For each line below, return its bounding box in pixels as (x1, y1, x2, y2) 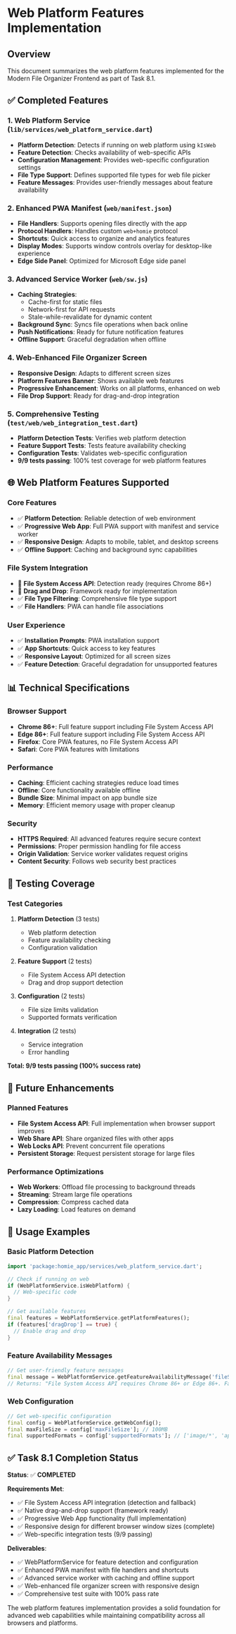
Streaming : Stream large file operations (17, 1190, 133, 1199)
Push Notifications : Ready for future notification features (17, 328, 184, 336)
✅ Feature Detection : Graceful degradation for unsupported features (17, 660, 218, 669)
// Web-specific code (13, 1288, 77, 1295)
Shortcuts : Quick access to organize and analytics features (17, 234, 190, 243)
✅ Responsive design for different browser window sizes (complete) (17, 1522, 216, 1531)
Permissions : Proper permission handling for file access (17, 842, 181, 850)
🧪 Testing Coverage (7, 877, 96, 889)
